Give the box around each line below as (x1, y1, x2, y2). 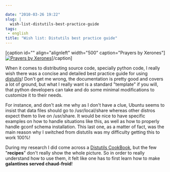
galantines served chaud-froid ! (5, 161, 73, 166)
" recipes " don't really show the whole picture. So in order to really (5, 150, 145, 156)
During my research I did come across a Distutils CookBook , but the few (5, 144, 157, 151)
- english (7, 31, 29, 36)
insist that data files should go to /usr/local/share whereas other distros (5, 108, 156, 113)
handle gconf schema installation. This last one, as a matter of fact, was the (5, 124, 164, 130)
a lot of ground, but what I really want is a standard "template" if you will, (5, 81, 158, 87)
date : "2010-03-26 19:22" (5, 12, 60, 17)
